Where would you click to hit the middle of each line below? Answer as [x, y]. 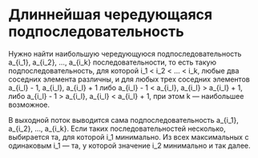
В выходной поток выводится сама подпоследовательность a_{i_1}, [123, 120]
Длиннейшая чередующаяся [111, 15]
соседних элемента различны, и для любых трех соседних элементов [129, 79]
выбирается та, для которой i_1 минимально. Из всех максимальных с [129, 136]
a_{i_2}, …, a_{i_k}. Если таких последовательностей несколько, [117, 128]
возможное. [29, 105]
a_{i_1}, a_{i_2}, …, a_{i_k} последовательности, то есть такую [112, 62]
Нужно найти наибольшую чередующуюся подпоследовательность [125, 53]
